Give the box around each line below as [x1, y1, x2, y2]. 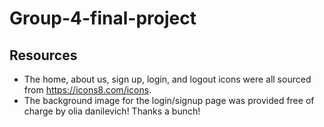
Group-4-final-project [9, 7, 197, 30]
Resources [9, 47, 78, 64]
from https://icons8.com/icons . [23, 84, 152, 96]
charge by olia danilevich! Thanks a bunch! [23, 105, 201, 117]
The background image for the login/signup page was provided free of [23, 95, 315, 106]
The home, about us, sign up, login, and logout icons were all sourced [23, 73, 312, 85]
